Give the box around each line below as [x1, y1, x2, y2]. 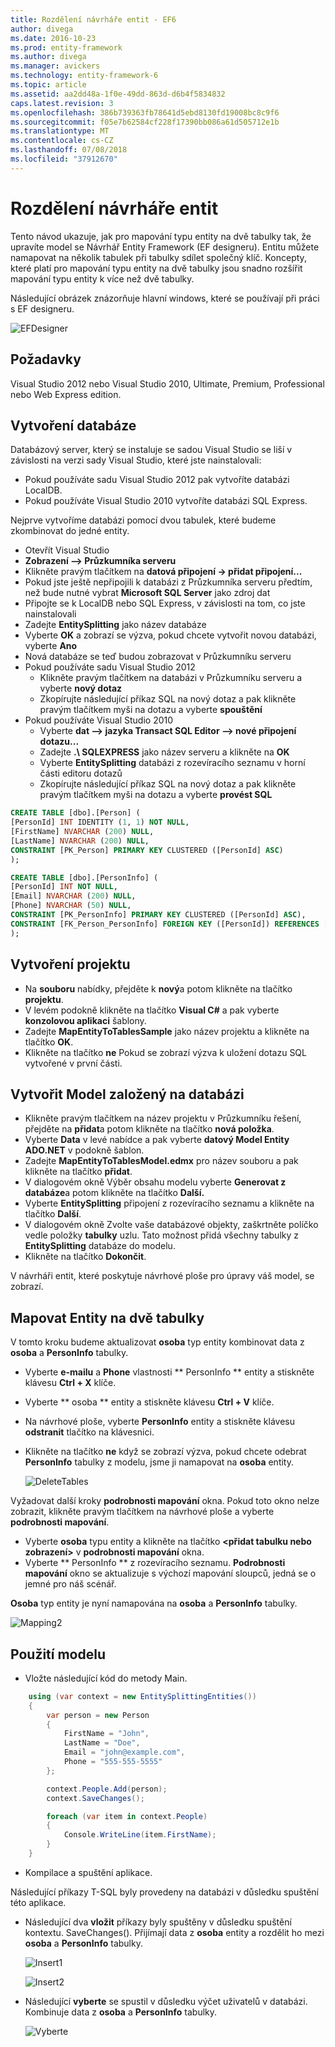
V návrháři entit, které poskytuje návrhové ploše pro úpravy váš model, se [10, 1270, 315, 1282]
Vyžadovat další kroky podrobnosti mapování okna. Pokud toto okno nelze [10, 1495, 320, 1507]
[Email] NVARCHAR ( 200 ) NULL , [10, 891, 137, 901]
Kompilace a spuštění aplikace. [24, 1866, 153, 1878]
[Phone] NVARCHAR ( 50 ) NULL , [10, 901, 132, 911]
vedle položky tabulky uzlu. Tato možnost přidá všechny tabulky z [24, 1229, 299, 1241]
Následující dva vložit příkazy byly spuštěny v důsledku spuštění [24, 1916, 292, 1928]
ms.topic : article [10, 80, 87, 90]
